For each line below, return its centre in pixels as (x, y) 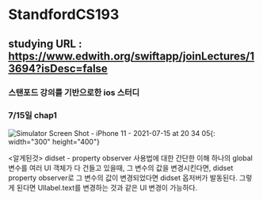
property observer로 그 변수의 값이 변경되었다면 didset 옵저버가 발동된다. (123, 177)
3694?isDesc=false (58, 68)
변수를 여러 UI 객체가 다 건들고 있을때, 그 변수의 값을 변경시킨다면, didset (121, 168)
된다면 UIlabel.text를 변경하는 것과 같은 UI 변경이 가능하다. (107, 187)
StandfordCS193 (64, 15)
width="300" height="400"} (54, 142)
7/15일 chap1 (33, 115)
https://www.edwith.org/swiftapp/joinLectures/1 (131, 56)
